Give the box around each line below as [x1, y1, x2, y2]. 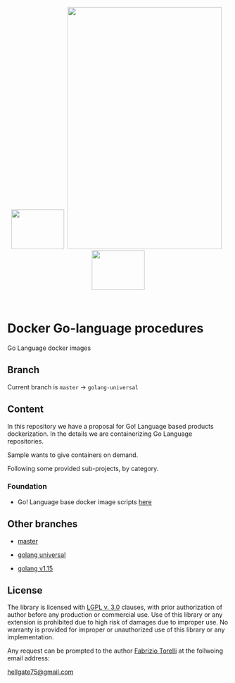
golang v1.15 [17, 564, 53, 572]
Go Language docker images [7, 344, 91, 352]
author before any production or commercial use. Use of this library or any [7, 610, 223, 619]
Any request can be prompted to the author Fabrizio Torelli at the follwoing [7, 646, 224, 655]
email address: [7, 654, 51, 663]
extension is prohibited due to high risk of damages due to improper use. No [7, 618, 229, 627]
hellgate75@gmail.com [7, 668, 74, 676]
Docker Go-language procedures [7, 320, 204, 337]
